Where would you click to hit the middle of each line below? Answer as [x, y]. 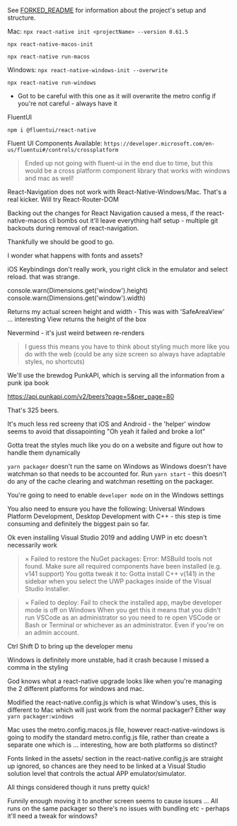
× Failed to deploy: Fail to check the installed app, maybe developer [123, 603]
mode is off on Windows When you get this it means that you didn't [122, 610]
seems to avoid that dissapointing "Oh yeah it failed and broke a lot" [106, 431]
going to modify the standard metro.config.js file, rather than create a [108, 737]
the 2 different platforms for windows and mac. [76, 688]
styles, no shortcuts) [54, 361]
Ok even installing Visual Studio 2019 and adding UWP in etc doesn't [107, 537]
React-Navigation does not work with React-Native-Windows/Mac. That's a [117, 192]
